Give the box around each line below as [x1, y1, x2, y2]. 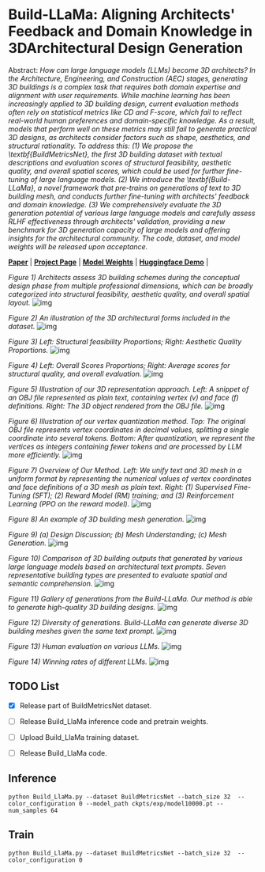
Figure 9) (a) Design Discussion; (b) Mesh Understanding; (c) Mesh [8, 529, 227, 539]
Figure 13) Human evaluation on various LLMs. [8, 641, 160, 650]
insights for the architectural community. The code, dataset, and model [8, 233, 241, 243]
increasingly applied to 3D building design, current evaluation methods [8, 99, 239, 108]
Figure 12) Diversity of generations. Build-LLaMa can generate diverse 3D [8, 617, 248, 627]
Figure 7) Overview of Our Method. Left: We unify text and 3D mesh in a [8, 465, 242, 475]
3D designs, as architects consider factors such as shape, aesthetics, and [8, 132, 251, 142]
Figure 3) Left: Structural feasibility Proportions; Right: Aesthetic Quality [8, 336, 242, 346]
